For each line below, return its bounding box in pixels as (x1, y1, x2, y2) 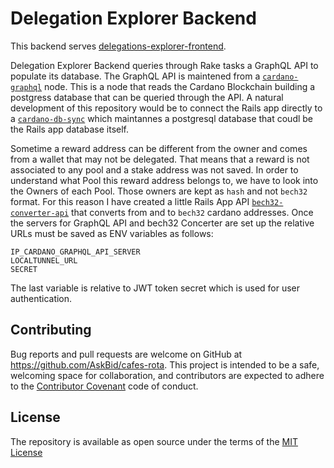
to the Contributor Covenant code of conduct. (10, 380, 199, 392)
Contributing (10, 322, 92, 339)
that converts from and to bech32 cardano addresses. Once (71, 206, 314, 218)
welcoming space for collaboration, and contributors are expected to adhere (10, 369, 325, 381)
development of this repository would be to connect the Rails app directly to (10, 102, 323, 114)
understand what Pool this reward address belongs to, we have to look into (10, 174, 319, 186)
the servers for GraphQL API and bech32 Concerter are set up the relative (10, 217, 315, 229)
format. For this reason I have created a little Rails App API (10, 195, 250, 207)
